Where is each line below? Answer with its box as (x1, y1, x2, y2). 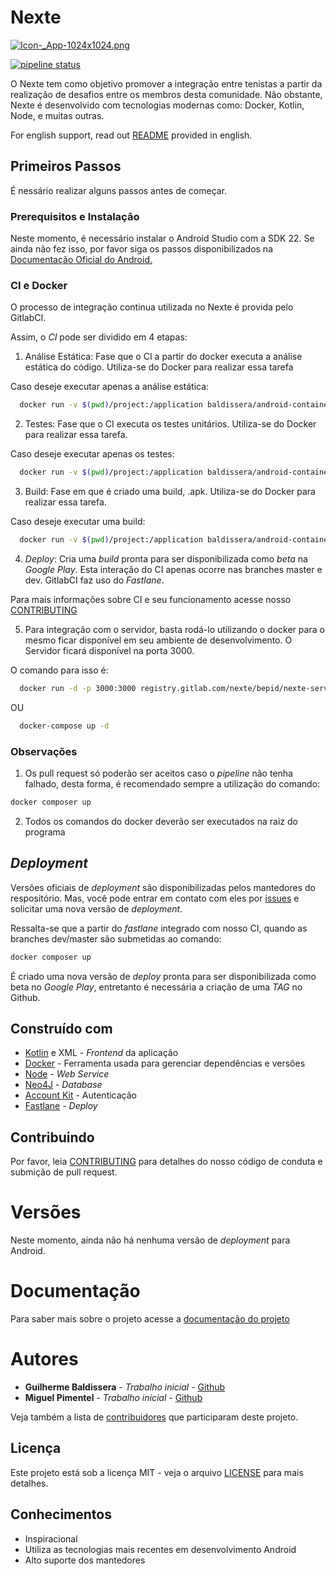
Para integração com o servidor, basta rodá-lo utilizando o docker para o (24, 623, 325, 635)
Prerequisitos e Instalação (10, 209, 140, 223)
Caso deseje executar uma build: (10, 516, 146, 528)
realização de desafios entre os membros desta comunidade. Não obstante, (10, 88, 323, 100)
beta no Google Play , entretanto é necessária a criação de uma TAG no (10, 981, 303, 993)
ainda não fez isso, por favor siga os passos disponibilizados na (10, 243, 273, 255)
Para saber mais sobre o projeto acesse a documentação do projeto (10, 1313, 290, 1325)
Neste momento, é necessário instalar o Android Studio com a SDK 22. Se (10, 232, 315, 245)
